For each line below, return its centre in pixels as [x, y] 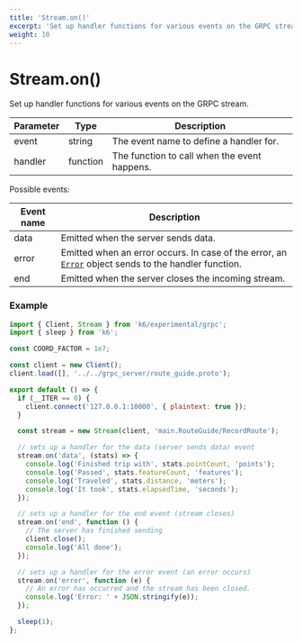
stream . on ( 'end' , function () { [78, 522]
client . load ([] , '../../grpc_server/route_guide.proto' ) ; [120, 374]
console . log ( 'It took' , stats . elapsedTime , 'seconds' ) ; [133, 489]
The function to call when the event [187, 156]
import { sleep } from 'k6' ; [64, 333]
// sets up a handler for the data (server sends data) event [136, 448]
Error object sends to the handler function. [151, 264]
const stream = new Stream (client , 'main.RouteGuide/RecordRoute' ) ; [148, 431]
